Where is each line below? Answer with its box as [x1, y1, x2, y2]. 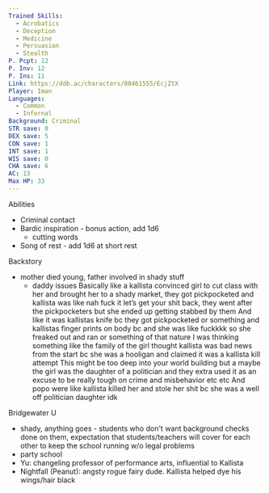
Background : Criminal [8, 117, 82, 125]
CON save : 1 [8, 139, 48, 148]
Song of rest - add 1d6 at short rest [19, 240, 137, 251]
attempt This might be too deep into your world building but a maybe [32, 357, 261, 368]
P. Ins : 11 [8, 72, 45, 80]
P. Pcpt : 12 [8, 57, 48, 65]
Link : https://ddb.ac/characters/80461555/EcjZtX [8, 79, 179, 87]
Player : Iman [8, 86, 53, 95]
